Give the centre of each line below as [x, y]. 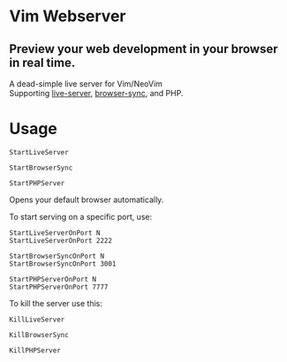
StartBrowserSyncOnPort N [57, 256]
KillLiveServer [37, 320]
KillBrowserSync [39, 335]
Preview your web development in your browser [143, 49]
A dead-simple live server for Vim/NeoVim [86, 84]
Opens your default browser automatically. [87, 200]
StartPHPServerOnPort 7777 [59, 287]
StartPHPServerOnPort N [53, 279]
